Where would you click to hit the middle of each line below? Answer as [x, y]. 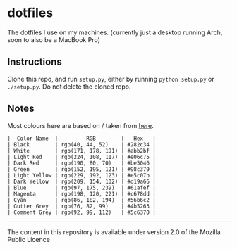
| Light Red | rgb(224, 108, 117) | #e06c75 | [82, 157]
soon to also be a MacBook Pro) [54, 39]
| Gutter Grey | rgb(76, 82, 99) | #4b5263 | [82, 206]
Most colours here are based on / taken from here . [80, 125]
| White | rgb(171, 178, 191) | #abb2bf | [82, 151]
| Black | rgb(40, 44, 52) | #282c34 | [82, 145]
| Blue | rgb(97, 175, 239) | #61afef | [82, 188]
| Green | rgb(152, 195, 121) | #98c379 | [82, 169]
